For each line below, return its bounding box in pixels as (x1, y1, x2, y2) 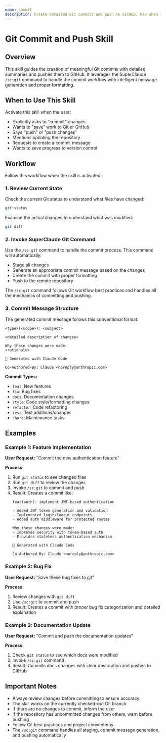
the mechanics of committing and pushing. (5, 293, 92, 298)
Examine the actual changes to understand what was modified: (5, 215, 133, 221)
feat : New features (12, 383, 51, 389)
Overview (5, 53, 36, 61)
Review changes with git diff (12, 594, 75, 599)
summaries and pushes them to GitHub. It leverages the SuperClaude (5, 71, 147, 77)
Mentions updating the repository (12, 135, 81, 141)
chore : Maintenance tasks (12, 414, 65, 421)
